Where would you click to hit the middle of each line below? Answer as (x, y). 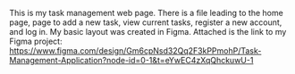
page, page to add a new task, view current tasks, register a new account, (146, 22)
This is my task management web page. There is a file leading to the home (146, 13)
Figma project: (36, 41)
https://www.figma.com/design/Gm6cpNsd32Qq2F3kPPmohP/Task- (135, 51)
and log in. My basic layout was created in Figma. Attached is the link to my (148, 32)
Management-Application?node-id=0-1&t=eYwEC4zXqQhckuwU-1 (131, 60)
